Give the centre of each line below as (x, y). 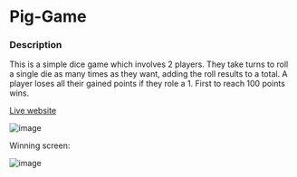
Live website (33, 111)
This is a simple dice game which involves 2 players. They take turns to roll (149, 64)
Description (36, 45)
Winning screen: (40, 145)
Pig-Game (48, 17)
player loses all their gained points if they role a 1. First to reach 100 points (147, 84)
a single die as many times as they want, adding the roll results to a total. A (148, 74)
